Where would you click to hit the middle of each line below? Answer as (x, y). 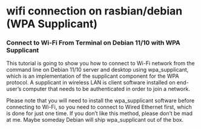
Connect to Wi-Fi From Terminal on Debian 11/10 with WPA (93, 43)
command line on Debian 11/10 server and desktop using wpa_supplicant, (97, 70)
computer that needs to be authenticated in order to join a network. (107, 89)
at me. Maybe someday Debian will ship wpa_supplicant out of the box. (95, 120)
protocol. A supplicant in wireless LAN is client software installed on (91, 83)
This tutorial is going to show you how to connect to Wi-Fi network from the (100, 63)
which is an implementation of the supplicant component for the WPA (93, 76)
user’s (14, 89)
